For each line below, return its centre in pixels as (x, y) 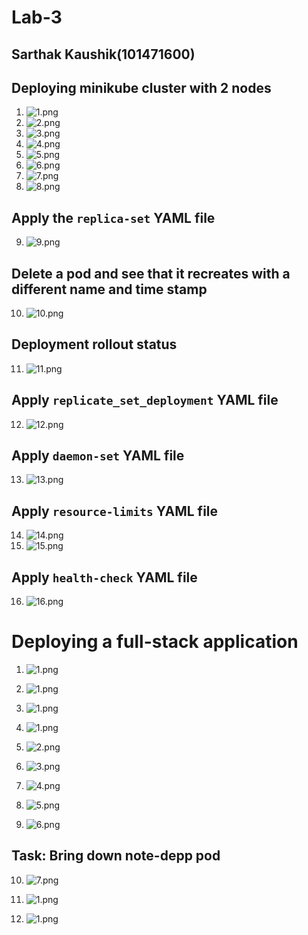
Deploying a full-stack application (155, 642)
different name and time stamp (109, 289)
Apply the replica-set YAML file (113, 217)
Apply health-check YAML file (104, 577)
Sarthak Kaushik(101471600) (103, 54)
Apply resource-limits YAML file (115, 511)
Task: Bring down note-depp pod (116, 856)
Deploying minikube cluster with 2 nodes (141, 87)
